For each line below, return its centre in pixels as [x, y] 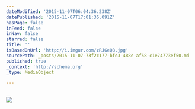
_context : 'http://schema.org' [45, 67]
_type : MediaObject [30, 72]
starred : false [25, 39]
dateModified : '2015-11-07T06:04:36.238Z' [59, 12]
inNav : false [22, 34]
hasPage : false [25, 23]
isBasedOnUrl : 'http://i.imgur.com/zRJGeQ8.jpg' [67, 50]
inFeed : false [24, 28]
